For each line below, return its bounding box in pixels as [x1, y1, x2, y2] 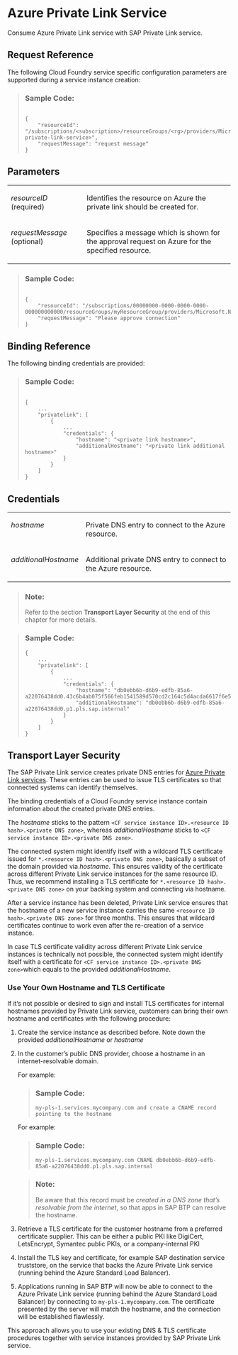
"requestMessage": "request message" [38, 141, 149, 148]
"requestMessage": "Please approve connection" [38, 314, 181, 322]
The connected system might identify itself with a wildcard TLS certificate [7, 847, 223, 856]
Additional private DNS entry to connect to [85, 555, 227, 565]
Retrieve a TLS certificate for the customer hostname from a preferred [17, 1224, 223, 1233]
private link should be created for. [86, 202, 199, 212]
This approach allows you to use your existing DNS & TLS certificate [7, 1326, 207, 1334]
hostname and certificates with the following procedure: [7, 1014, 171, 1023]
